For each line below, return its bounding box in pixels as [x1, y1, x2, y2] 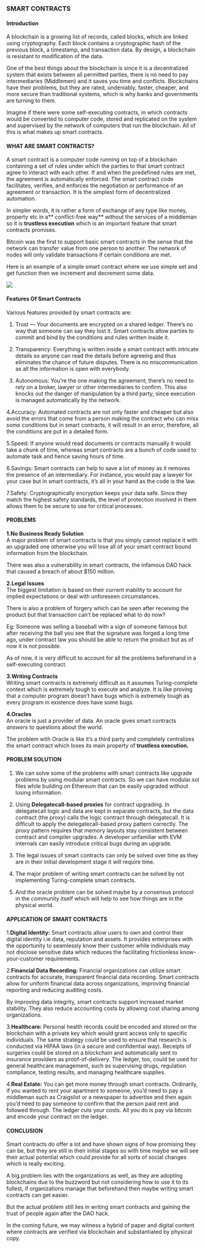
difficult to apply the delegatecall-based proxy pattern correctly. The [15, 820, 188, 828]
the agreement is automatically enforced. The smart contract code [6, 176, 174, 183]
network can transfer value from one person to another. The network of [6, 245, 187, 252]
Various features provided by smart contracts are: [6, 308, 132, 316]
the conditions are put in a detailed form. [6, 427, 109, 435]
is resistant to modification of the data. [6, 53, 104, 60]
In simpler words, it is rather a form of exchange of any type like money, [6, 207, 188, 214]
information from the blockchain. [6, 549, 89, 556]
